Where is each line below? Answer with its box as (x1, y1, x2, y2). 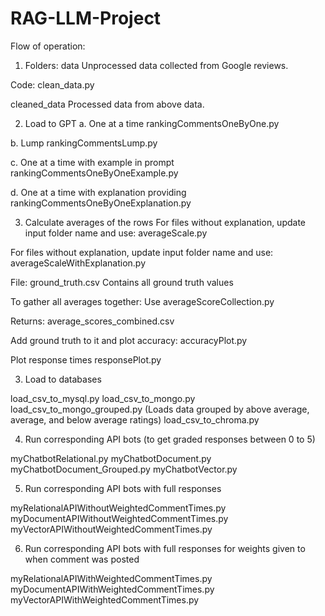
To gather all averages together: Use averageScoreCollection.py (10, 295, 275, 307)
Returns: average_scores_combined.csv (10, 315, 175, 327)
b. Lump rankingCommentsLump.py (10, 137, 158, 149)
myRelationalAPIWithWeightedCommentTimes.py (10, 572, 213, 584)
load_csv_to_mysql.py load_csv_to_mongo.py (10, 392, 196, 404)
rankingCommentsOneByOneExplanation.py (10, 197, 192, 209)
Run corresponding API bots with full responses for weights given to (24, 542, 306, 554)
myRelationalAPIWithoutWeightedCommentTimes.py (10, 502, 227, 514)
